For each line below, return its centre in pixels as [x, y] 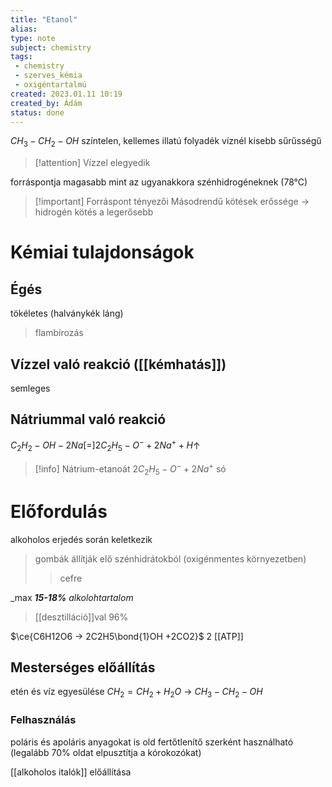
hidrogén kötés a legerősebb [94, 212]
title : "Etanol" [44, 19]
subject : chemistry [51, 47]
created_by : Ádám [46, 103]
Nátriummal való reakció [88, 419]
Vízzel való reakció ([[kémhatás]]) [118, 364]
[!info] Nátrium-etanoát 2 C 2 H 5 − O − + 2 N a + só [130, 469]
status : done [37, 112]
